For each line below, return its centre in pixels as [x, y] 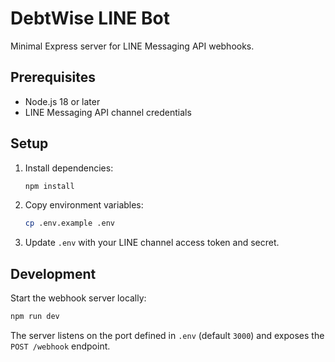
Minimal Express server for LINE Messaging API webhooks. [132, 46]
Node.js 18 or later [62, 101]
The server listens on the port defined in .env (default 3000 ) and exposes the [167, 335]
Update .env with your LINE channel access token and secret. [152, 243]
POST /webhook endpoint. [60, 346]
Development [53, 273]
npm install [49, 186]
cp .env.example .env [69, 223]
